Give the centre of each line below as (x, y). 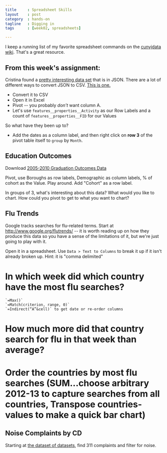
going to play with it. (26, 241)
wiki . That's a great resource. (35, 52)
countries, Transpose (50, 404)
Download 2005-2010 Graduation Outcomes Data (56, 168)
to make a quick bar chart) (90, 415)
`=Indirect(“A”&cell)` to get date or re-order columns (64, 309)
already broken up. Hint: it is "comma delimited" (54, 256)
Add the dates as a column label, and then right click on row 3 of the (83, 135)
